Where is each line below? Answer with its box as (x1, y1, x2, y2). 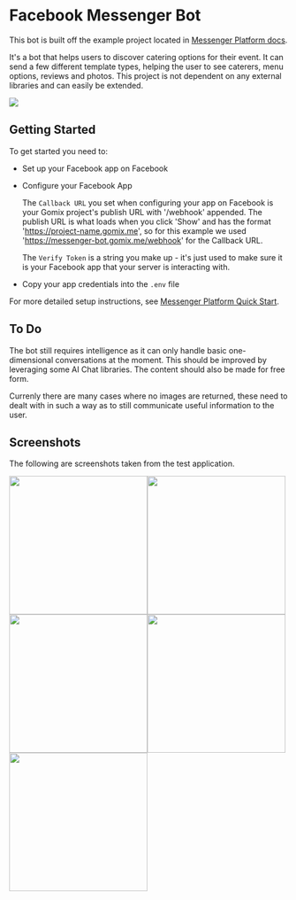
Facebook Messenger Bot (9, 5, 201, 26)
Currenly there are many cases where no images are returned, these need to (9, 391, 288, 401)
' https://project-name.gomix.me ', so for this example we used (21, 225, 247, 236)
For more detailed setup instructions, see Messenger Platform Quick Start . (9, 296, 280, 306)
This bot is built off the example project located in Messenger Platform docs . (9, 35, 288, 45)
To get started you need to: (9, 145, 109, 156)
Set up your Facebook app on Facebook (21, 163, 169, 174)
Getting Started (9, 122, 96, 137)
